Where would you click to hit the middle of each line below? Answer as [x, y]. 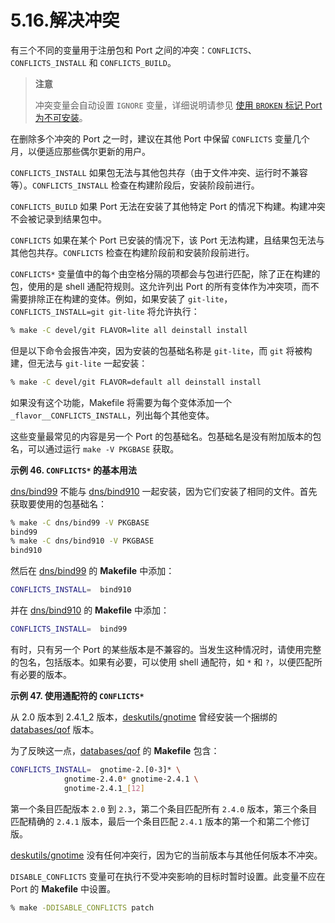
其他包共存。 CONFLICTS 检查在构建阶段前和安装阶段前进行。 [132, 252]
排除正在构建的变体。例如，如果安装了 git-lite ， [130, 298]
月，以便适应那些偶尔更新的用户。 [80, 151]
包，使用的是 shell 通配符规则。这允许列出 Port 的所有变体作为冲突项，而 [160, 286]
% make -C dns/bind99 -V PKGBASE [80, 522]
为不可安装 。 [61, 117]
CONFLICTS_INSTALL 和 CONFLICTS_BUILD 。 [93, 62]
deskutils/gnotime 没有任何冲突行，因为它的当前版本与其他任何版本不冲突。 [166, 855]
